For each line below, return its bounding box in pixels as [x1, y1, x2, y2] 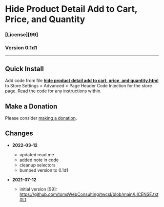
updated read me [19, 151, 55, 157]
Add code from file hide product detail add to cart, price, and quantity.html [5, 78, 159, 83]
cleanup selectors [19, 162, 56, 168]
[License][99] [5, 31, 38, 38]
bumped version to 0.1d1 [19, 167, 68, 173]
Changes [5, 129, 33, 138]
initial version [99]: [19, 186, 57, 192]
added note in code [19, 157, 59, 163]
